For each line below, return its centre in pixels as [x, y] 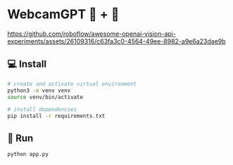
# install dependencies [42, 110]
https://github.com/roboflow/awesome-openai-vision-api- [92, 34]
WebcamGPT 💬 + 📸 [63, 14]
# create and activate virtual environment [72, 84]
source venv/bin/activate [45, 97]
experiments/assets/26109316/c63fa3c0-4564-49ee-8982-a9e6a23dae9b [117, 41]
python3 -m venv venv [39, 91]
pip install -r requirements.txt [56, 116]
